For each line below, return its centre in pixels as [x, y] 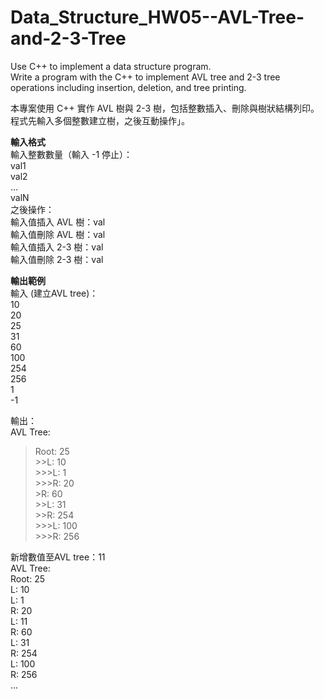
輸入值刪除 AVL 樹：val [58, 234]
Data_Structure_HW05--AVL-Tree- [157, 17]
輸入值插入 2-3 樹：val [57, 247]
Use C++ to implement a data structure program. [111, 66]
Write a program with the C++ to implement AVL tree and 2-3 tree [145, 77]
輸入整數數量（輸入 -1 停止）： [71, 154]
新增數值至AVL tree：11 [58, 557]
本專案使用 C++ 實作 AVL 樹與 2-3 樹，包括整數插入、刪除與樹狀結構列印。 [165, 108]
